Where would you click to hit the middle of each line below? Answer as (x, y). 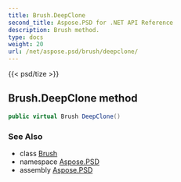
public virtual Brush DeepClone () (65, 116)
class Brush (38, 153)
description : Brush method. (54, 30)
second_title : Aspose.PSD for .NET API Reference (91, 23)
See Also (25, 136)
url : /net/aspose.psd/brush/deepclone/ (73, 52)
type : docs (26, 37)
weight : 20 (26, 45)
